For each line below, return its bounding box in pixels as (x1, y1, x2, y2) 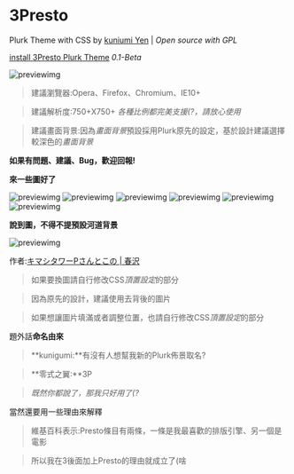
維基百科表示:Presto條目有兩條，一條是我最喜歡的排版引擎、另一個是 (30, 425, 282, 436)
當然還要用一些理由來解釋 (9, 406, 103, 417)
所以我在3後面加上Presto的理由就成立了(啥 (30, 454, 187, 466)
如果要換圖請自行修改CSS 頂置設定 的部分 (30, 274, 179, 285)
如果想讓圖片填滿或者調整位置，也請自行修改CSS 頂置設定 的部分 (30, 312, 264, 322)
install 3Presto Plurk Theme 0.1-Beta (9, 51, 142, 62)
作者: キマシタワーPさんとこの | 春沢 (9, 255, 140, 266)
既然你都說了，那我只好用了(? (30, 387, 140, 398)
